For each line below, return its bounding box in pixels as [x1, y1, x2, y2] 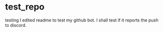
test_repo [5, 1, 45, 12]
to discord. [5, 22, 27, 28]
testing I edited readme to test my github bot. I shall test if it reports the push [5, 17, 159, 23]
